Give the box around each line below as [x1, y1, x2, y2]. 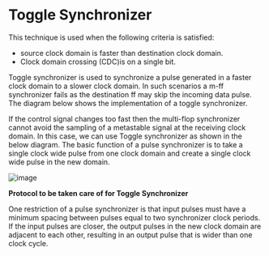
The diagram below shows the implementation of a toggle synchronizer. [8, 98, 248, 108]
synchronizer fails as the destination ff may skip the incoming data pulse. [8, 89, 253, 99]
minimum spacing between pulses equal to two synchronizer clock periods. [8, 212, 261, 222]
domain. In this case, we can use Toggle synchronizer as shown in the [8, 131, 243, 141]
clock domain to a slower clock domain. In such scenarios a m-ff [8, 81, 224, 91]
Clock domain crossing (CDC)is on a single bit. [19, 57, 177, 66]
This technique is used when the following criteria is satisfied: [8, 32, 215, 42]
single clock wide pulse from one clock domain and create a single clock [8, 148, 251, 158]
